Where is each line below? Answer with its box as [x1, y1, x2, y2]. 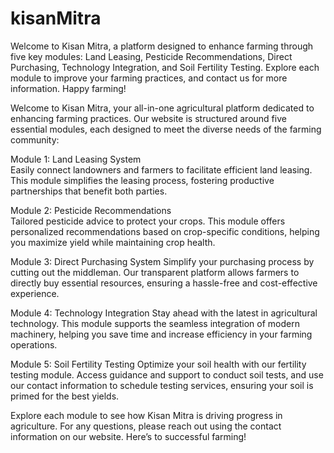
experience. [10, 287, 60, 299]
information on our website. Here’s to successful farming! [10, 430, 247, 442]
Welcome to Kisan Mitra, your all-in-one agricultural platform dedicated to [10, 102, 315, 114]
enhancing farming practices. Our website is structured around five [10, 112, 287, 124]
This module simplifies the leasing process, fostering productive [10, 174, 275, 186]
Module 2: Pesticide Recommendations [10, 204, 172, 216]
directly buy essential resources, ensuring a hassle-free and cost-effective [10, 277, 318, 289]
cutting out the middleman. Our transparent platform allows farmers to [10, 266, 300, 278]
